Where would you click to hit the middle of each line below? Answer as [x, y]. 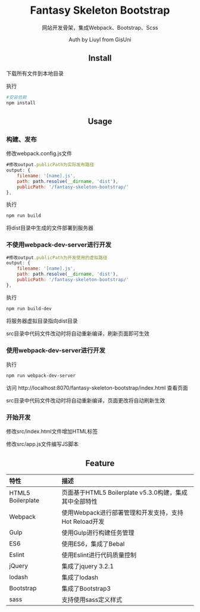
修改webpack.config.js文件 [39, 154]
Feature [100, 463]
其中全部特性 [79, 502]
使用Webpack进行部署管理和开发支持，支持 [122, 513]
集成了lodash [80, 577]
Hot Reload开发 [83, 522]
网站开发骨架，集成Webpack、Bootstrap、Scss [100, 27]
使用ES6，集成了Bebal [93, 544]
